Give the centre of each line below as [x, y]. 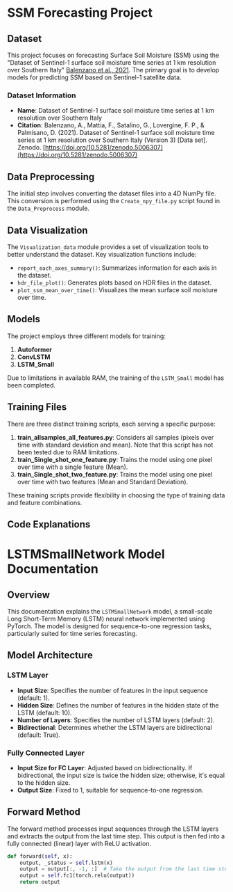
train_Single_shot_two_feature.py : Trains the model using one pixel [115, 474]
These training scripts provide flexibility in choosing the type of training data [116, 495]
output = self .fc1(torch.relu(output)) [77, 876]
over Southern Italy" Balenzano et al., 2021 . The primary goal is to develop [113, 70]
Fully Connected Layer [46, 753]
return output [40, 882]
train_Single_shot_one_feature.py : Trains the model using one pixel [115, 459]
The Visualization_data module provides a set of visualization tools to [108, 247]
